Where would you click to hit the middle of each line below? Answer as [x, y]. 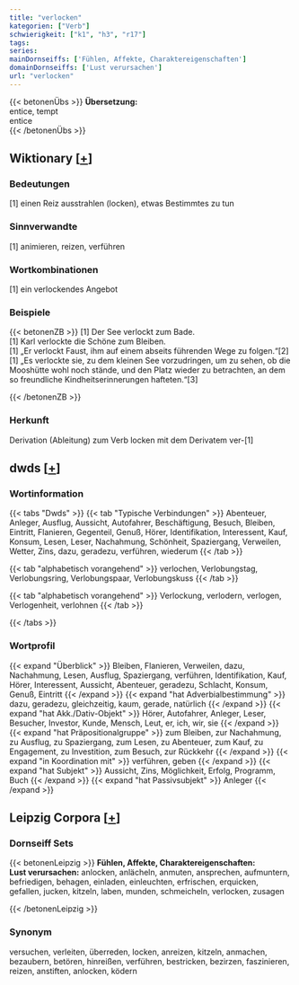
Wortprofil [32, 646]
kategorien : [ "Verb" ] [50, 26]
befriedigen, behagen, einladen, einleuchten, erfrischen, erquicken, [134, 882]
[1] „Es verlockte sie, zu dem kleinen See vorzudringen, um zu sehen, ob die [150, 361]
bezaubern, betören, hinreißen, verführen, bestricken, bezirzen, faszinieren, [149, 961]
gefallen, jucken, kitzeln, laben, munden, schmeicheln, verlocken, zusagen [147, 892]
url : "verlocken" [42, 76]
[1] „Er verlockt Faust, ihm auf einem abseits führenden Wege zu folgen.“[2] [149, 351]
